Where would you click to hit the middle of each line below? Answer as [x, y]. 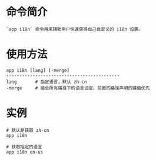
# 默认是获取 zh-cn [28, 130]
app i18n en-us [25, 152]
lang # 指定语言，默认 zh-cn [47, 82]
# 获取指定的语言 [24, 147]
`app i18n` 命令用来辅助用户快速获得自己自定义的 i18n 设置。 [74, 29]
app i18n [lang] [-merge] [38, 70]
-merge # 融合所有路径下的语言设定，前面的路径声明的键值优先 [78, 88]
